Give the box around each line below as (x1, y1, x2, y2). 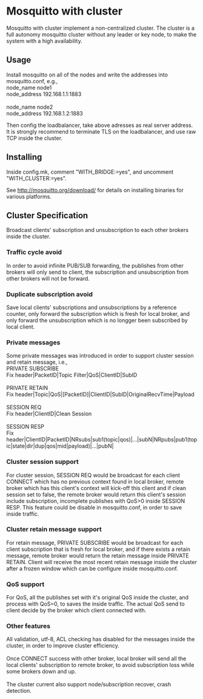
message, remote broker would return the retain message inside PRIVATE (6, 551, 189, 559)
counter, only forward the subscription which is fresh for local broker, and (6, 310, 190, 317)
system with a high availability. (6, 37, 83, 44)
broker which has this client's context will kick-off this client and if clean (6, 484, 187, 491)
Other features (6, 622, 51, 630)
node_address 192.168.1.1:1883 (6, 90, 82, 98)
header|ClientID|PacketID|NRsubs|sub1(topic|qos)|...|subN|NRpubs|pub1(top (6, 436, 198, 443)
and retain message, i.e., (6, 358, 68, 366)
